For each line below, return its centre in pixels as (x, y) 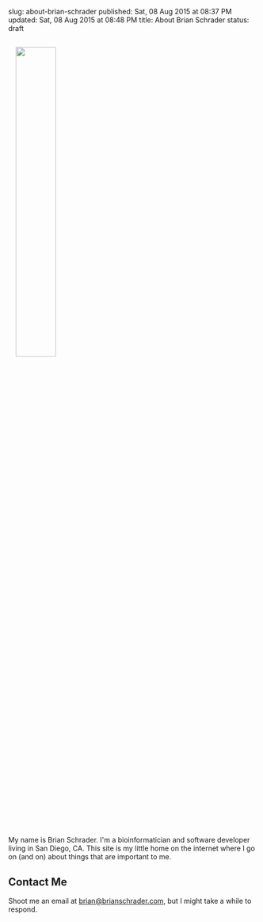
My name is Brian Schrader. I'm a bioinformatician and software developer (129, 840)
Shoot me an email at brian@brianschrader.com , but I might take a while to (130, 901)
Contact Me (38, 882)
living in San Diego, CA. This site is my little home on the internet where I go (132, 848)
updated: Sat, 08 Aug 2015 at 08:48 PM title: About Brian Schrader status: (129, 20)
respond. (23, 909)
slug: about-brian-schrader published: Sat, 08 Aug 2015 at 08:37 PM (120, 12)
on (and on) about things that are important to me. (90, 857)
